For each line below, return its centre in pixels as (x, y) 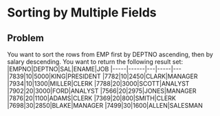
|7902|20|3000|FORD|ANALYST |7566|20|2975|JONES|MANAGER (102, 91)
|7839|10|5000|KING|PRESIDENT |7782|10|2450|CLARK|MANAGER (102, 76)
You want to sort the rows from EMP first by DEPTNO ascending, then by (110, 54)
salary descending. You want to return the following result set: (95, 62)
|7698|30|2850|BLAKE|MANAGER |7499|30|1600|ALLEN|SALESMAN (105, 105)
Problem (26, 38)
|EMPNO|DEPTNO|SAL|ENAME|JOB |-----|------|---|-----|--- (95, 69)
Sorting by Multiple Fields (82, 13)
